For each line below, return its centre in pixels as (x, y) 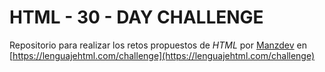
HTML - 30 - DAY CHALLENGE (136, 17)
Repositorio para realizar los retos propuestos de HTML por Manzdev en (158, 45)
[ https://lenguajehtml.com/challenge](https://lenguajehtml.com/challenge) (162, 55)
